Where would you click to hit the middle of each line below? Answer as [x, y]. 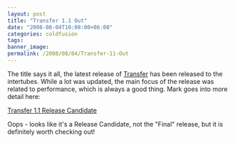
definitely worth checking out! [51, 132]
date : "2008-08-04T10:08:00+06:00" [60, 27]
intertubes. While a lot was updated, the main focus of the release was [111, 81]
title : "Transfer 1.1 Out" [47, 21]
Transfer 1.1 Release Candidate [52, 110]
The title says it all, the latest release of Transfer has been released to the [115, 74]
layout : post [27, 14]
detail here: [24, 96]
